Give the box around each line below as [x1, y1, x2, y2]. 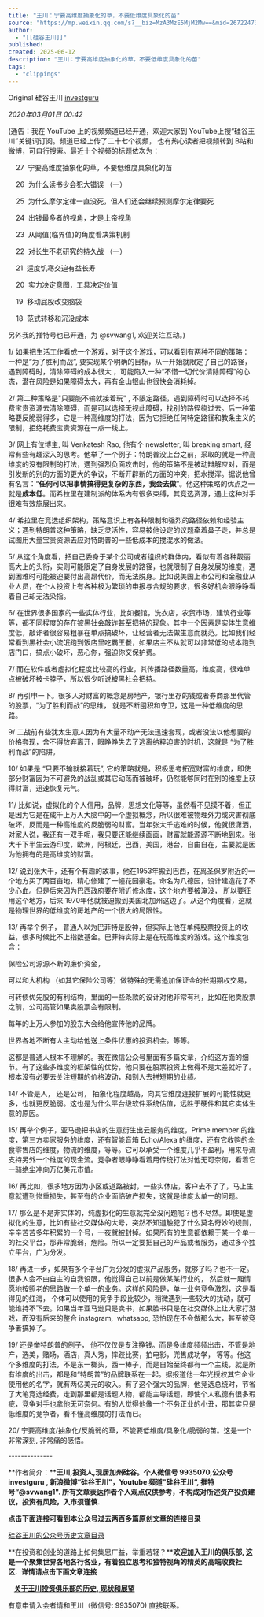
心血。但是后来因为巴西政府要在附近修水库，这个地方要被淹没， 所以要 [14, 886, 244, 895]
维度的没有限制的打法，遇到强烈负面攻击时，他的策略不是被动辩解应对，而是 [8, 459, 256, 469]
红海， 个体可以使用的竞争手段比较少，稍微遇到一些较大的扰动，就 [28, 1293, 244, 1303]
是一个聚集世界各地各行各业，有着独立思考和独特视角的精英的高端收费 [8, 1557, 236, 1567]
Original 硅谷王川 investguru [8, 92, 100, 102]
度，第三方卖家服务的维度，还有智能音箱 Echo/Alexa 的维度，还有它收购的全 [8, 1135, 255, 1144]
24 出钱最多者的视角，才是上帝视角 [15, 213, 132, 222]
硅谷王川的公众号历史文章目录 [8, 1530, 104, 1540]
